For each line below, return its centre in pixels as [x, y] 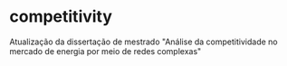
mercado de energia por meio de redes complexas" [105, 51]
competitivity [61, 17]
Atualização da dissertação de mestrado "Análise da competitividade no [143, 42]
